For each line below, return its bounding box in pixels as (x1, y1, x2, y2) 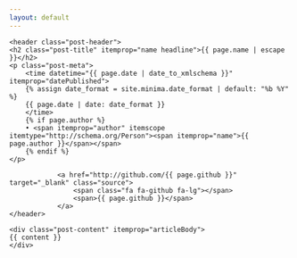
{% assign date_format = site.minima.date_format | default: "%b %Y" (25, 84, 290, 94)
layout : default (9, 12, 70, 22)
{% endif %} (25, 146, 70, 156)
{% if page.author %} (25, 115, 105, 125)
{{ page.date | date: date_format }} (25, 100, 166, 109)
